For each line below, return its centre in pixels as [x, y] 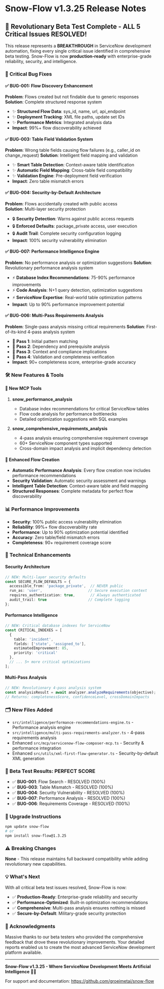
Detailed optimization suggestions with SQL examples [73, 419]
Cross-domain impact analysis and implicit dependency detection [85, 448]
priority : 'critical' [36, 653]
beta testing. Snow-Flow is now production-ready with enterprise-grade [78, 56]
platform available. [24, 952]
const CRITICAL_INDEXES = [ [34, 630]
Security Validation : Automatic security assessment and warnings [79, 481]
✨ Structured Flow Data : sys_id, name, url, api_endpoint [69, 111]
